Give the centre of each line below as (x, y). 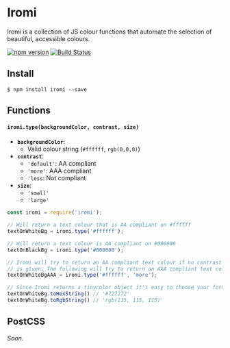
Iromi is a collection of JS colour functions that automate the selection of (110, 32)
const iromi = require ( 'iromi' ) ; (55, 213)
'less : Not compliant (56, 178)
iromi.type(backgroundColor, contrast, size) (73, 127)
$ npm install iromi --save (47, 89)
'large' (38, 201)
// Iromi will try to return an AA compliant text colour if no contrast (115, 262)
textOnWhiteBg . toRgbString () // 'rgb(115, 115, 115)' (86, 300)
